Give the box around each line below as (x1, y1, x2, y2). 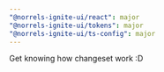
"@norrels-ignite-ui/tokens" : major (9, 21, 144, 30)
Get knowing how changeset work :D (9, 54, 144, 64)
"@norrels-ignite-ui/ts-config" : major (9, 29, 156, 38)
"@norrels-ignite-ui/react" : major (9, 12, 140, 22)
